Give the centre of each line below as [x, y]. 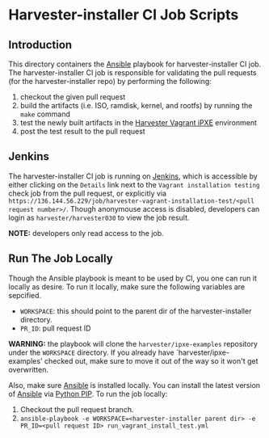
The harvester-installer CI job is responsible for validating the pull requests [132, 73]
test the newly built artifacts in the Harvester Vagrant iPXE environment [138, 122]
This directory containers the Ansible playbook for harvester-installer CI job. [135, 64]
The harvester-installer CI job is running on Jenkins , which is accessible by [133, 176]
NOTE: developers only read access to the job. [86, 233]
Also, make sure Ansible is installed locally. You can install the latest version [134, 385]
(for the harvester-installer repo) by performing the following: [110, 81]
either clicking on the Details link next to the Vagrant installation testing [134, 184]
